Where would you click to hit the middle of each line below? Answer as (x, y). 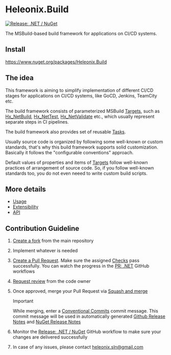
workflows (24, 271)
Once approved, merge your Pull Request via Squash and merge (80, 291)
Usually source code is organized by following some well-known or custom (84, 141)
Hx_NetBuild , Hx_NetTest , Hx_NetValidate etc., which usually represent (80, 116)
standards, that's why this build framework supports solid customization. (82, 147)
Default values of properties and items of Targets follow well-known (77, 162)
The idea (20, 78)
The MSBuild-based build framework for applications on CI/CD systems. (81, 33)
